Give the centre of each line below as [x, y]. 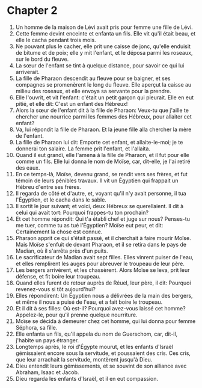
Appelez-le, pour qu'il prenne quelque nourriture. [76, 315]
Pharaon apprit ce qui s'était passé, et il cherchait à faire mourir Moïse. [103, 238]
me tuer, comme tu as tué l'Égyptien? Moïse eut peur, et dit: [89, 225]
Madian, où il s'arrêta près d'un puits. [62, 251]
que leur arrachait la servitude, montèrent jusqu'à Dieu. [84, 359]
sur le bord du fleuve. [42, 59]
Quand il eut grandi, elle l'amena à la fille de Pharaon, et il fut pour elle [102, 155]
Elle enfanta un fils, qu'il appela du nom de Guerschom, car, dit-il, [96, 334]
